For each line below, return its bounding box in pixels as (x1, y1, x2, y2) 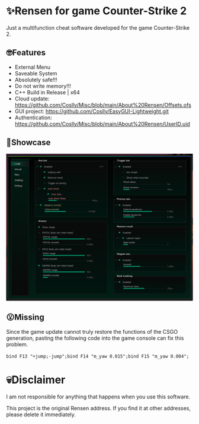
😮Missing (6, 312, 44, 322)
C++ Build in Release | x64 (14, 88, 80, 96)
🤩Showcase (6, 138, 51, 148)
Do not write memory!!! (14, 82, 71, 90)
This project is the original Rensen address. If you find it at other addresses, (6, 404, 191, 412)
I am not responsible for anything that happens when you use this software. (6, 393, 191, 400)
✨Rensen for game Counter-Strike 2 (6, 4, 187, 18)
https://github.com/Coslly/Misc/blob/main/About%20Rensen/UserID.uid (14, 120, 191, 127)
